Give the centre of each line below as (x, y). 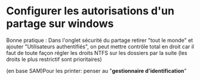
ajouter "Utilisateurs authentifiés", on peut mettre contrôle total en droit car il (100, 47)
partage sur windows (60, 24)
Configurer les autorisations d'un (90, 11)
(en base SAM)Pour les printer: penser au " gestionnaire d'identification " (96, 70)
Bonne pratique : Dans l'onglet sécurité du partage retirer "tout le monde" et (100, 40)
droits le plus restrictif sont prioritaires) (54, 59)
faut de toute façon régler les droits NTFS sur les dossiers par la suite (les (97, 53)
